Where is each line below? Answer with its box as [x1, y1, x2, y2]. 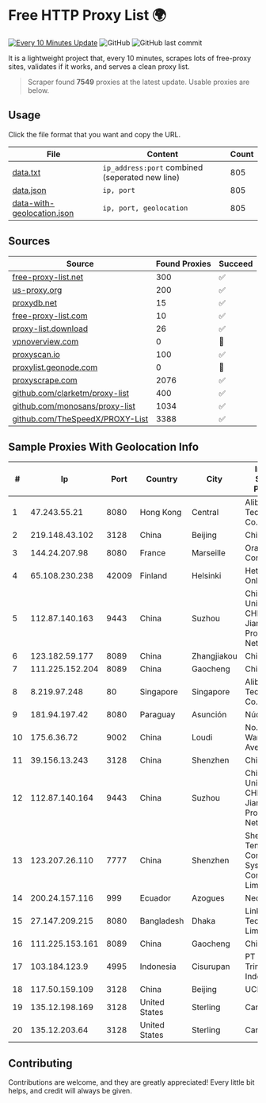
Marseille [191, 548, 226, 559]
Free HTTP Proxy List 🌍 [8, 6, 167, 25]
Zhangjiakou [191, 651, 237, 662]
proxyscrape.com [12, 375, 78, 386]
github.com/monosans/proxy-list [12, 400, 136, 411]
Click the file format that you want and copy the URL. [8, 129, 180, 139]
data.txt [12, 167, 41, 178]
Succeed [218, 258, 253, 269]
